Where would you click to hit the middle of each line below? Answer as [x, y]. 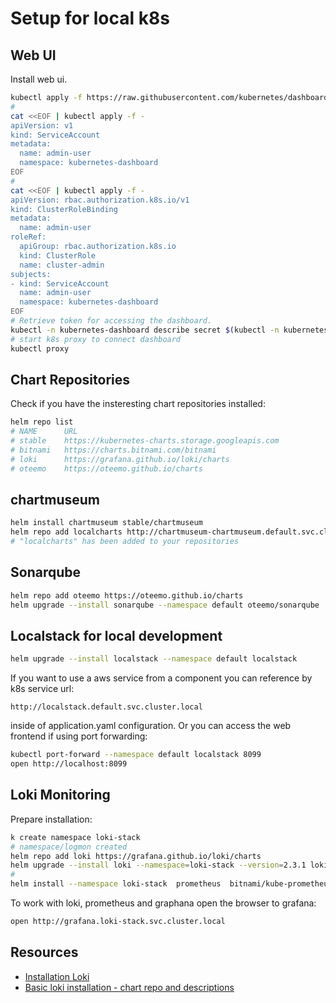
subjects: [31, 274]
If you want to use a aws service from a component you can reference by [161, 678]
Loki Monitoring [60, 795]
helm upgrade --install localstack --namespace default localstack [154, 659]
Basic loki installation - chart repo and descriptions [129, 987]
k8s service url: [42, 689]
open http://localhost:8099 [69, 764]
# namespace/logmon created [69, 847]
